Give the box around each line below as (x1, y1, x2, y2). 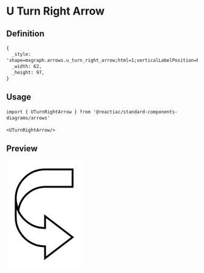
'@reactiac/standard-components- (93, 109, 178, 115)
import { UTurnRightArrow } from (6, 109, 91, 115)
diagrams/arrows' (6, 115, 50, 121)
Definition (6, 29, 44, 39)
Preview (6, 144, 38, 154)
